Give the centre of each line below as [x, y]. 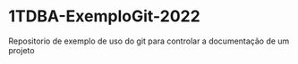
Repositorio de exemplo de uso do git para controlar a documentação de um [149, 41]
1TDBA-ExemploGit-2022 [104, 16]
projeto [21, 50]
